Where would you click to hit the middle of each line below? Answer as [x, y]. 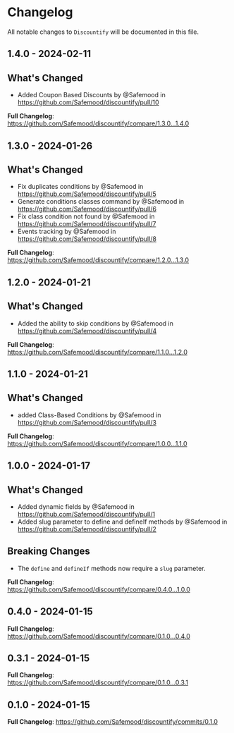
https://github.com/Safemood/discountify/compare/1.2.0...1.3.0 [98, 260]
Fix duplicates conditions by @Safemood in [80, 187]
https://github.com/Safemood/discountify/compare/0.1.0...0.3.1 [98, 683]
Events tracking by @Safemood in [67, 232]
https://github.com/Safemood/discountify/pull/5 [87, 194]
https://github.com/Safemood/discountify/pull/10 [88, 102]
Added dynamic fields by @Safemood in [76, 506]
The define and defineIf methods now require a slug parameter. [111, 568]
